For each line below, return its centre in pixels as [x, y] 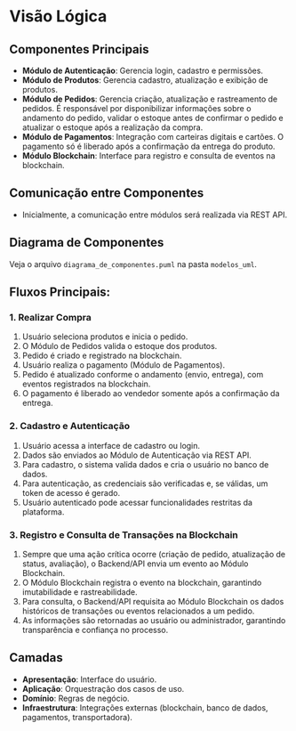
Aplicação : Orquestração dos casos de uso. [103, 688]
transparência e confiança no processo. [95, 629]
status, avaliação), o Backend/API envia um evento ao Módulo [135, 564]
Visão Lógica [58, 16]
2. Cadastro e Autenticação [70, 426]
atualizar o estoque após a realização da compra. [112, 127]
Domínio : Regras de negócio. [76, 698]
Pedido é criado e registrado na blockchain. [102, 356]
